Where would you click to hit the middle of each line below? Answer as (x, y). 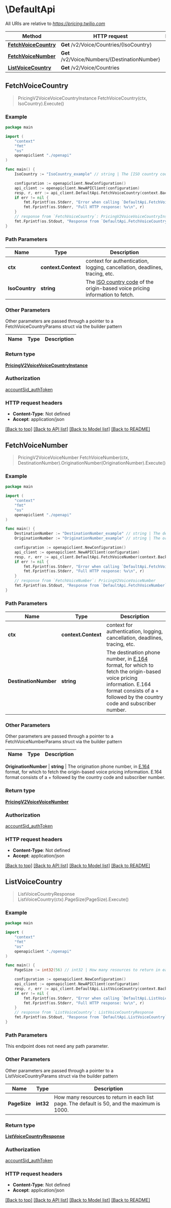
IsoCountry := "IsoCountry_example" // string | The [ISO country (86, 174)
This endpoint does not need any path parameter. (57, 1046)
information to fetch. (110, 294)
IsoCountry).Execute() (41, 104)
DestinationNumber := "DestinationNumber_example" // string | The (87, 534)
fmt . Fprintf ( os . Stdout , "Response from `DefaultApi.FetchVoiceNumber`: (92, 586)
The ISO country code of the (120, 282)
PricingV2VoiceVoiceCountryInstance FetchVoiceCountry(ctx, (82, 98)
